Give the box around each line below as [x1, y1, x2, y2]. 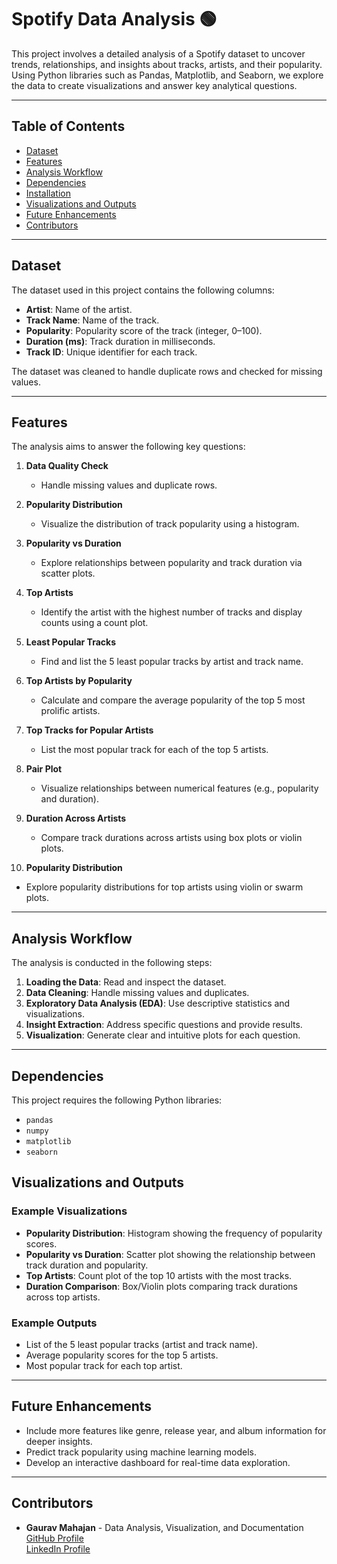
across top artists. [25, 1291, 101, 1303]
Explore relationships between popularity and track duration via [40, 557, 303, 569]
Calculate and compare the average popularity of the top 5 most [40, 694, 306, 706]
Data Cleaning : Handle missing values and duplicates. [25, 987, 250, 999]
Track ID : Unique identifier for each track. [25, 346, 198, 358]
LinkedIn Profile [25, 1542, 91, 1555]
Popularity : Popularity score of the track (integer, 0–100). [25, 324, 263, 336]
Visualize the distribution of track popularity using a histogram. [40, 518, 300, 530]
